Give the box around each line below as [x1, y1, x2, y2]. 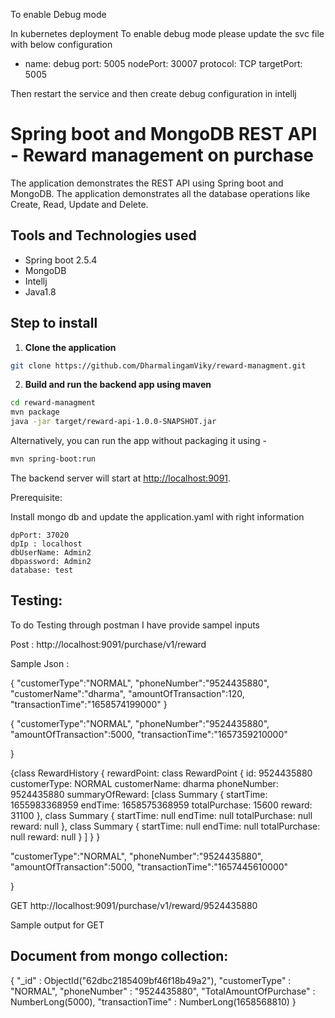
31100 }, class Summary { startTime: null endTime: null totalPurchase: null [10, 809, 313, 821]
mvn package [10, 407, 60, 418]
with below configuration [10, 39, 113, 50]
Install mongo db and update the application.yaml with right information [10, 510, 305, 523]
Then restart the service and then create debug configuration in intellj [10, 88, 297, 99]
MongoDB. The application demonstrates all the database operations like [10, 187, 311, 199]
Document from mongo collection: [10, 948, 229, 965]
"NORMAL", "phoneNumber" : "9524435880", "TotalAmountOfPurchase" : [10, 985, 316, 997]
